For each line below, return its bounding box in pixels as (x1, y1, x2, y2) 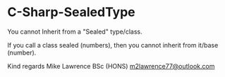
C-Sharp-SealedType (7, 4, 135, 20)
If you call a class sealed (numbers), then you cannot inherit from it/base (7, 41, 219, 49)
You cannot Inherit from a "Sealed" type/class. (7, 27, 142, 36)
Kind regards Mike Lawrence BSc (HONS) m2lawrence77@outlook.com (7, 62, 215, 70)
